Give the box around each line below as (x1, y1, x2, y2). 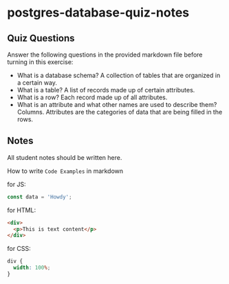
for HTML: (7, 205, 36, 214)
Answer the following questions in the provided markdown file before (7, 50, 203, 59)
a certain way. (17, 79, 57, 87)
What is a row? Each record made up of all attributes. (17, 93, 168, 101)
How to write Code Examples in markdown (7, 167, 124, 175)
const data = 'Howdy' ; (7, 193, 72, 201)
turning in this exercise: (7, 58, 74, 66)
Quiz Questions (7, 32, 75, 44)
